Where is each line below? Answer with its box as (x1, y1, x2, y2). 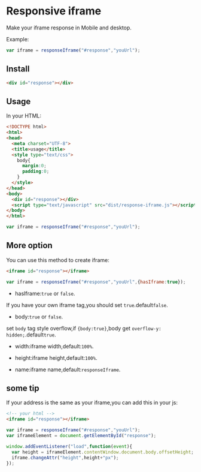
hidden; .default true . (6, 331, 56, 338)
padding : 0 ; (22, 169, 50, 175)
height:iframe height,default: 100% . (14, 354, 98, 361)
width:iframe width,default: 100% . (14, 342, 94, 350)
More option (6, 240, 53, 251)
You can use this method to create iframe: (6, 256, 109, 263)
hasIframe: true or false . (14, 290, 75, 297)
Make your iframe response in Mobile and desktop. (6, 24, 132, 31)
